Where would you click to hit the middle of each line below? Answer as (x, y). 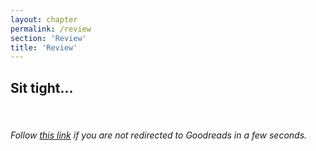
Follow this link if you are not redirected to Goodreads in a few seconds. (159, 135)
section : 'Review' (48, 38)
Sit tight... (42, 87)
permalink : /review (51, 29)
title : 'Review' (44, 47)
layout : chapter (44, 19)
